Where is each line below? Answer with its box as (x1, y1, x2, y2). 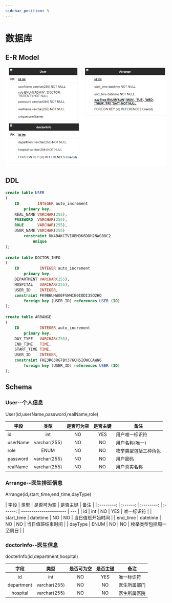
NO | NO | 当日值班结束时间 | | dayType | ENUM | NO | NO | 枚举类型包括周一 (5, 521, 167, 527)
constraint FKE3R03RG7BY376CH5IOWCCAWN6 (14, 358, 102, 363)
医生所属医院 (118, 590, 146, 596)
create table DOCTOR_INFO (5, 255, 60, 260)
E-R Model (5, 53, 39, 62)
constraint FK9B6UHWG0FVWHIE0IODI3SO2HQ (14, 293, 102, 298)
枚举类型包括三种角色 (116, 447, 161, 453)
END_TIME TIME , (14, 341, 52, 347)
